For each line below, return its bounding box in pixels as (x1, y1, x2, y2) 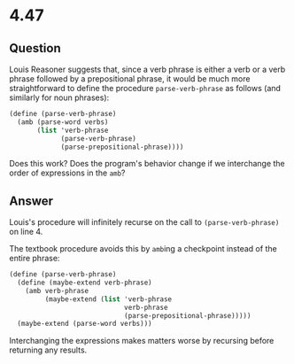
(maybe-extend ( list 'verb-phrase (44, 294, 173, 304)
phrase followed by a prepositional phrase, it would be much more (9, 74, 251, 84)
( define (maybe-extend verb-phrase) (17, 278, 152, 288)
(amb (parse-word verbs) (17, 117, 109, 127)
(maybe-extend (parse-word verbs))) (17, 320, 152, 329)
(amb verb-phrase (25, 286, 89, 295)
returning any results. (9, 345, 88, 355)
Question (9, 41, 61, 56)
